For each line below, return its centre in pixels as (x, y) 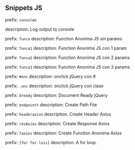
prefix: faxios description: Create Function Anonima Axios (63, 133)
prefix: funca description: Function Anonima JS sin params (64, 38)
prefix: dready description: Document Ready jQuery (57, 95)
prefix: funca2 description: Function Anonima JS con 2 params (67, 57)
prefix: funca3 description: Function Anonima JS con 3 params (67, 67)
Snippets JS (24, 8)
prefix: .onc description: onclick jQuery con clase (54, 86)
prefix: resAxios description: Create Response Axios (57, 123)
